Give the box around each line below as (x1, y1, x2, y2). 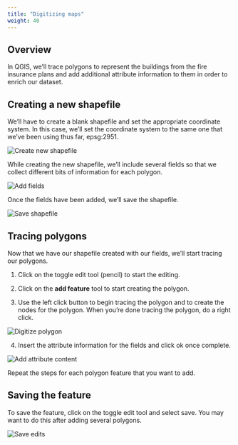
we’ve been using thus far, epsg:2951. (7, 133, 119, 141)
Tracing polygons (7, 230, 87, 242)
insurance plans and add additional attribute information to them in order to (7, 70, 228, 79)
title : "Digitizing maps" (7, 10, 84, 18)
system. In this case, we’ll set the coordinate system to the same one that (7, 125, 223, 134)
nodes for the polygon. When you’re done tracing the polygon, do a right (17, 305, 231, 314)
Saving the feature (7, 389, 91, 401)
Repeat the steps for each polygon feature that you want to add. (7, 369, 196, 377)
